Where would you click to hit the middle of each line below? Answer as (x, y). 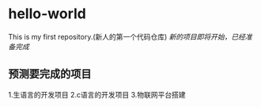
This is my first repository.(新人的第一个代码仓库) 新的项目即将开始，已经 (127, 36)
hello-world (47, 14)
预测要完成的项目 (50, 74)
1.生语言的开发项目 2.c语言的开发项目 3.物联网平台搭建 (97, 94)
